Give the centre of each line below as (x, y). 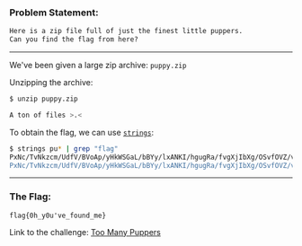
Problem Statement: (54, 13)
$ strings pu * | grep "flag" (64, 149)
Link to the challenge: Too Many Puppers (85, 232)
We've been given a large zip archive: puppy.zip (98, 66)
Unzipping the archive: (51, 83)
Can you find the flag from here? (74, 40)
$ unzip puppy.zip (44, 99)
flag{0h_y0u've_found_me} (58, 215)
